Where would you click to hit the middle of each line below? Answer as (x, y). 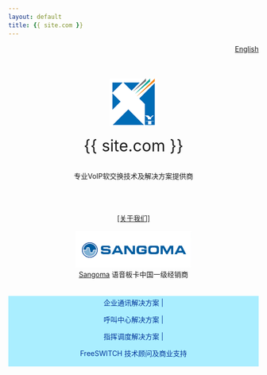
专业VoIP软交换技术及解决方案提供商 (133, 176)
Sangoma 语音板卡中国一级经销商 (133, 274)
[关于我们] (133, 218)
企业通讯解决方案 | (133, 303)
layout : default (35, 17)
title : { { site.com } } (46, 25)
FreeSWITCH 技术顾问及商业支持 (133, 353)
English (247, 48)
